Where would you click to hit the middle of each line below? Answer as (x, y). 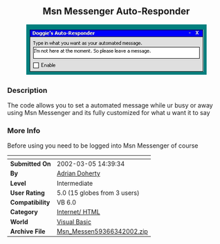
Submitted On (30, 164)
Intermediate (75, 183)
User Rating (27, 193)
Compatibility (30, 202)
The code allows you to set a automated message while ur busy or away (110, 105)
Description (27, 90)
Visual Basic (74, 222)
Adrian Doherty (78, 173)
